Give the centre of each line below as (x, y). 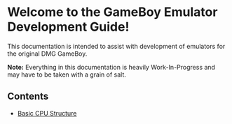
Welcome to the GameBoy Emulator (112, 12)
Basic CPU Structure (47, 113)
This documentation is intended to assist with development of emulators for (116, 46)
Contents (28, 96)
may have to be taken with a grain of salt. (67, 75)
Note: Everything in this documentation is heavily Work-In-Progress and (111, 67)
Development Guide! (68, 27)
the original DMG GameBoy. (47, 54)
